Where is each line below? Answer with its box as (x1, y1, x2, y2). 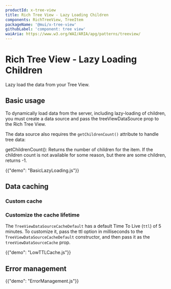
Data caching (5, 182, 49, 191)
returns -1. (5, 157, 27, 164)
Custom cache (5, 197, 42, 205)
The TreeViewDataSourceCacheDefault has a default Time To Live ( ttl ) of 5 (5, 223, 161, 229)
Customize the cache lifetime (5, 211, 80, 219)
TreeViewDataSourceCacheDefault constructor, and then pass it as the (5, 234, 150, 240)
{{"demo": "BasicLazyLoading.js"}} (5, 167, 79, 173)
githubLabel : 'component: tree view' (5, 27, 86, 32)
